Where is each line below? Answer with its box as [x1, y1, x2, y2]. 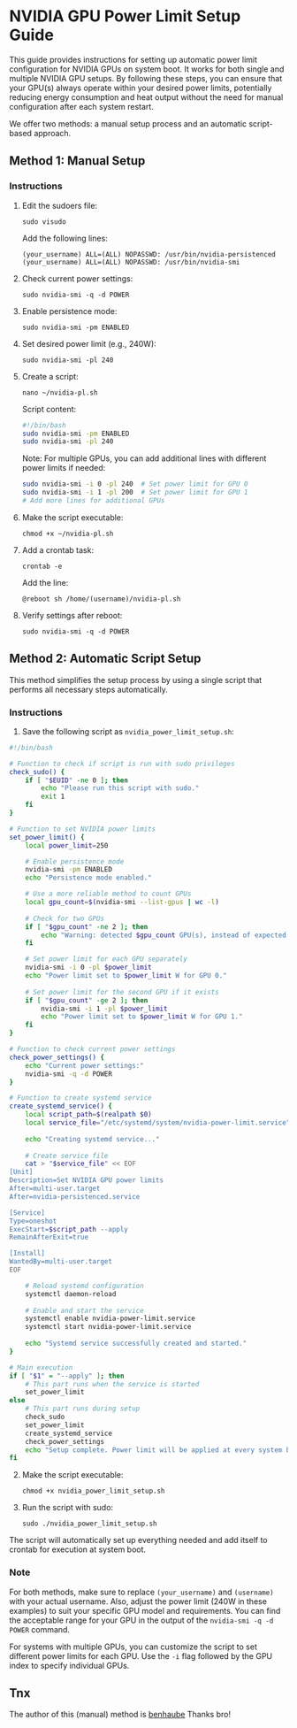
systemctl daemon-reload [25, 1289, 117, 1298]
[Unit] [9, 1168, 34, 1177]
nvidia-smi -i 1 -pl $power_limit [41, 1004, 168, 1013]
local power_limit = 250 [25, 841, 109, 850]
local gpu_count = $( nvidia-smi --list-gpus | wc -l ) [25, 898, 219, 907]
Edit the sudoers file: [21, 200, 98, 211]
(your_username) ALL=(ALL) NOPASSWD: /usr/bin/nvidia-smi [21, 257, 240, 266]
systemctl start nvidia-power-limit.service [25, 1323, 192, 1332]
